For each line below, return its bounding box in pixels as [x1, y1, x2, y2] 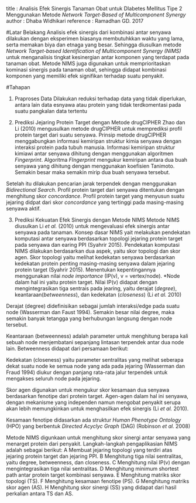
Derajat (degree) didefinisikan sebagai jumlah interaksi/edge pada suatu [6, 303, 180, 310]
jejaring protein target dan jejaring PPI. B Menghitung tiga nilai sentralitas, [6, 453, 183, 460]
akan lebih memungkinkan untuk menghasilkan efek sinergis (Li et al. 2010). [6, 405, 189, 412]
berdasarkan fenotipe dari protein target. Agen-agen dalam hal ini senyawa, [6, 393, 189, 399]
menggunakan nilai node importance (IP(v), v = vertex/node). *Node [14, 273, 180, 279]
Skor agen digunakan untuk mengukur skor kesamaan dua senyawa [6, 386, 170, 393]
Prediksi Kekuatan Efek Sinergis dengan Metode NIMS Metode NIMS [14, 216, 180, 223]
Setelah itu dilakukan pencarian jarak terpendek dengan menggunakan [6, 180, 177, 187]
